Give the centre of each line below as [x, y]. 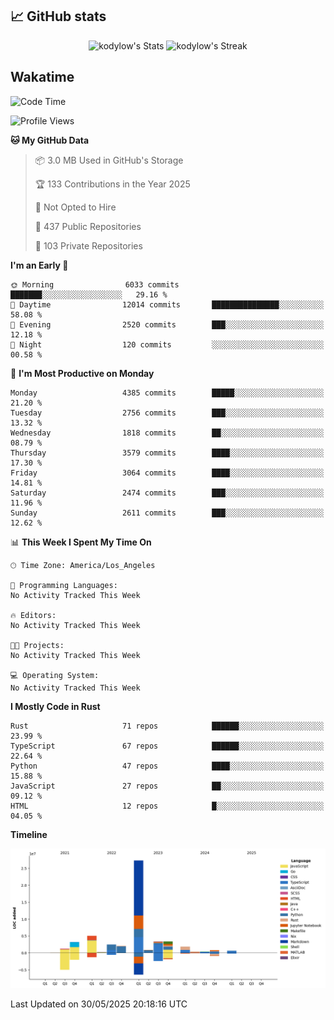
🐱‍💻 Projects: [37, 645]
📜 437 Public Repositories [88, 226]
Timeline [29, 834]
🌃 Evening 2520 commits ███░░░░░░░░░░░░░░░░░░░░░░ [167, 324]
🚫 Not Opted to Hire [75, 207]
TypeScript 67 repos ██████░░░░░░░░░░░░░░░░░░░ [167, 746]
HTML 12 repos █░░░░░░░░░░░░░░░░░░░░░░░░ [167, 806]
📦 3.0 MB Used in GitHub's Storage [109, 160]
